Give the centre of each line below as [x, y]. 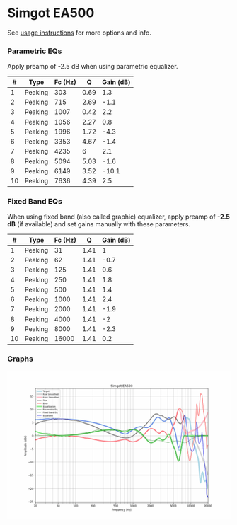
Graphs [20, 359]
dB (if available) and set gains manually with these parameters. [99, 224]
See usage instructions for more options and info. [80, 33]
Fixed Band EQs [35, 201]
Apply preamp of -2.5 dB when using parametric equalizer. [93, 67]
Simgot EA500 [51, 13]
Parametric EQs [35, 51]
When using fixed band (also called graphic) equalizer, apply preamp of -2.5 [119, 217]
